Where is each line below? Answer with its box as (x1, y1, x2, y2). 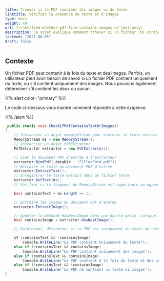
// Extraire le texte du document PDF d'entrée (14, 164, 112, 169)
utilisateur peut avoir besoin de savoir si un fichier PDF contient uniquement (5, 75, 158, 81)
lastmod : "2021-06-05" (5, 35, 51, 40)
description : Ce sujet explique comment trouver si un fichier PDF (5, 30, 145, 35)
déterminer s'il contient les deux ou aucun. (5, 86, 91, 91)
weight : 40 (5, 21, 27, 26)
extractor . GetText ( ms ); (14, 178, 62, 183)
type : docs (5, 16, 27, 21)
